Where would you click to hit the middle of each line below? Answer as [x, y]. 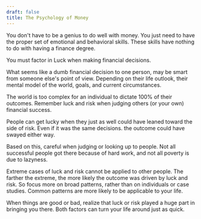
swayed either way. [31, 135]
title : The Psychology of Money [47, 18]
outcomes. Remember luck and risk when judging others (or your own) [95, 103]
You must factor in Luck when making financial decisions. [79, 60]
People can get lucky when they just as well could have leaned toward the [99, 121]
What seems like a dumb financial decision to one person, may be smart [97, 72]
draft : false [23, 12]
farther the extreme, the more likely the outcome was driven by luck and [97, 177]
